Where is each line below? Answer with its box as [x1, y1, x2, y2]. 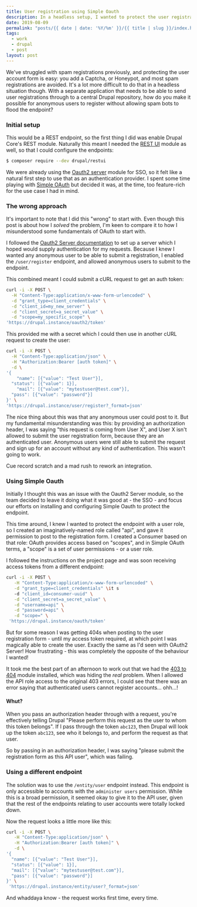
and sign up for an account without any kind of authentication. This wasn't [6, 445, 186, 452]
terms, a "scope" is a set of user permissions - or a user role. [6, 545, 154, 553]
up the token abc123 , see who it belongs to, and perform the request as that [6, 729, 188, 736]
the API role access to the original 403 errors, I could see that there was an [6, 678, 188, 685]
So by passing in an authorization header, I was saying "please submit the [6, 747, 185, 754]
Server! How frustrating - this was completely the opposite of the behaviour [6, 648, 189, 655]
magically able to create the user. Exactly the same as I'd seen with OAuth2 [6, 642, 188, 649]
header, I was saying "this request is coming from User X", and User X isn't [6, 426, 187, 433]
